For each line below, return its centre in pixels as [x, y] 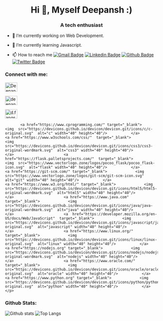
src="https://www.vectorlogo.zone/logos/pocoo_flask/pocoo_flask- [86, 163]
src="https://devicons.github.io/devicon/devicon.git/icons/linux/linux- [81, 240]
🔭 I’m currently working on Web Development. [58, 36]
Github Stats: [21, 303]
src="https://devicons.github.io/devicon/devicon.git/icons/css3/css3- [79, 146]
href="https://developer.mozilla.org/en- [115, 214]
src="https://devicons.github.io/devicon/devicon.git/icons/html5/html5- [81, 188]
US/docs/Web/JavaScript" [30, 218]
